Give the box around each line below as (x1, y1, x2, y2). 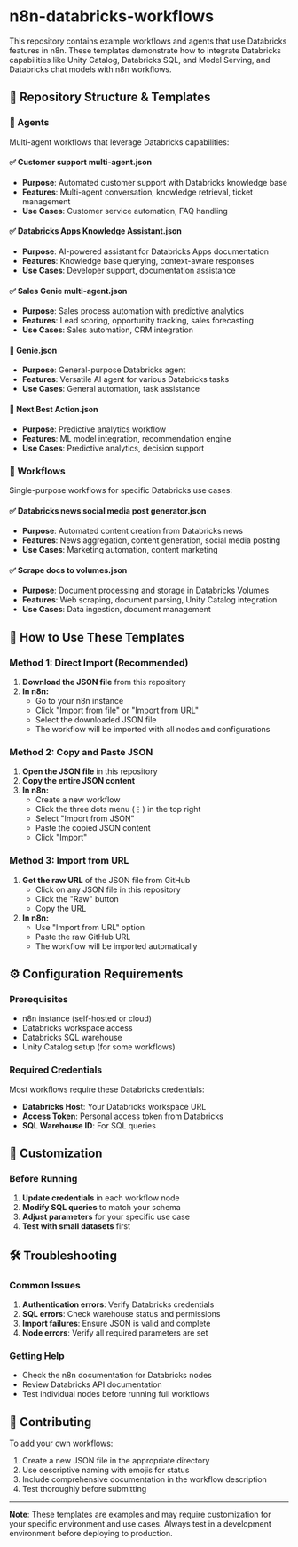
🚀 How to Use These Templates (9, 629, 184, 645)
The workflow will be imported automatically (35, 940, 198, 952)
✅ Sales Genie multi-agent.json (9, 285, 128, 296)
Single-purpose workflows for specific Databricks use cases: (9, 484, 233, 495)
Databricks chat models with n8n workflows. (9, 64, 172, 75)
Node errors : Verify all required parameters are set (21, 1327, 208, 1338)
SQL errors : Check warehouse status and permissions (21, 1308, 221, 1319)
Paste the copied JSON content (35, 823, 151, 833)
